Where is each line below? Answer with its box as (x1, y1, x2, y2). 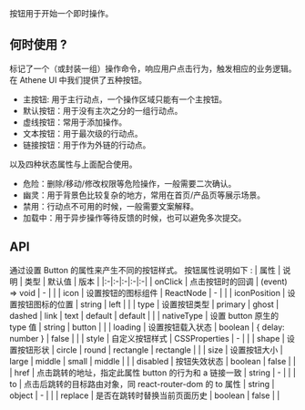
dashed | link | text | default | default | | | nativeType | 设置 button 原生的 (9, 310, 280, 321)
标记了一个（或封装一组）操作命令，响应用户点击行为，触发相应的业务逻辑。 (9, 63, 297, 74)
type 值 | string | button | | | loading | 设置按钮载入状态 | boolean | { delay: (9, 322, 285, 333)
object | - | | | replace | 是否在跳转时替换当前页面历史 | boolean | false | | (9, 390, 280, 401)
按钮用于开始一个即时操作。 (9, 8, 114, 18)
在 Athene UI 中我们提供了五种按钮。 (9, 74, 147, 85)
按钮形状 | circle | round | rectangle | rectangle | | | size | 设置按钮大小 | (16, 344, 284, 355)
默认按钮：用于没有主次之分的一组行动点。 (22, 105, 183, 116)
